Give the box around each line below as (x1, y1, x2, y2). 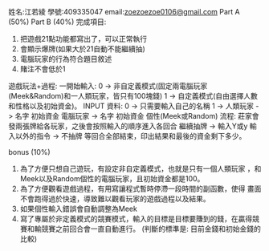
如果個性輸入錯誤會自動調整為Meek (19, 204, 138, 213)
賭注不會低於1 (19, 64, 66, 74)
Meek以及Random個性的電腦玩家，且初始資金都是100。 (19, 174, 205, 183)
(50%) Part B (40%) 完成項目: (8, 17, 107, 26)
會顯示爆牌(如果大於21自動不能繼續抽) (19, 44, 146, 54)
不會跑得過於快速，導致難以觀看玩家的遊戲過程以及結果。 (19, 194, 210, 203)
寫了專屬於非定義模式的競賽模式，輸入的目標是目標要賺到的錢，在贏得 (19, 214, 253, 223)
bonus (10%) (8, 148, 51, 156)
